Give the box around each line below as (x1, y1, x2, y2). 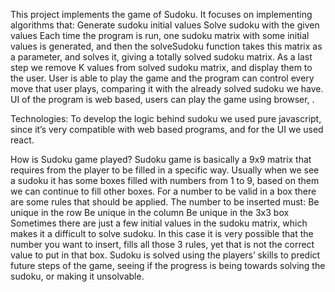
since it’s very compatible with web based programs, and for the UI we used (10, 124, 324, 135)
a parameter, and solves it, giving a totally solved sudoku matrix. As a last (10, 51, 313, 63)
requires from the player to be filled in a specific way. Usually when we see (10, 164, 320, 176)
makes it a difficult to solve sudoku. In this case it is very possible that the (10, 228, 314, 239)
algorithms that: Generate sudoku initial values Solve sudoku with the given (10, 19, 320, 31)
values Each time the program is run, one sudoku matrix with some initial (10, 30, 310, 41)
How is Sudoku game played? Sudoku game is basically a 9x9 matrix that (10, 154, 312, 165)
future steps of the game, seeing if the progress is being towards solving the (10, 260, 326, 271)
